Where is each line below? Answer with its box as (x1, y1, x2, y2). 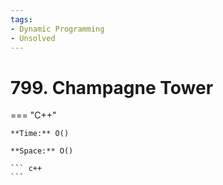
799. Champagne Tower (10, 76, 214, 99)
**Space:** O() (10, 146, 74, 156)
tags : (10, 14, 33, 25)
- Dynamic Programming (10, 24, 105, 34)
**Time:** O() (10, 129, 70, 139)
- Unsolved (10, 33, 56, 43)
